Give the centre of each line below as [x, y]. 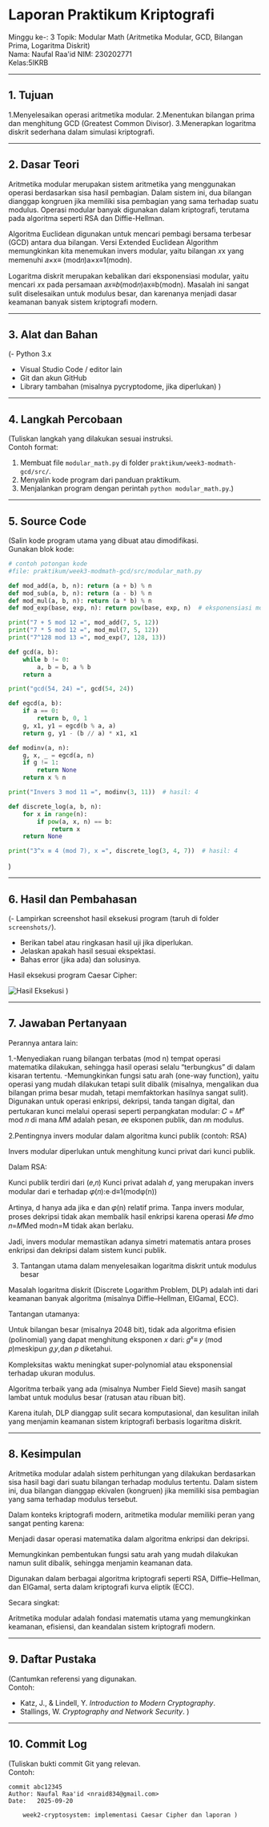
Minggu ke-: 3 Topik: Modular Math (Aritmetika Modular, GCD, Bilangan [126, 37]
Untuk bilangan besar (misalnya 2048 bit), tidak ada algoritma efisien [122, 1330]
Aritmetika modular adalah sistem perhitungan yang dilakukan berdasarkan [132, 1473]
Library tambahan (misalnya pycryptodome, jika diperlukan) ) [120, 386]
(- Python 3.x [30, 354]
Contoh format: [33, 447]
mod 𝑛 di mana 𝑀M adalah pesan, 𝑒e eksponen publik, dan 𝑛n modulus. [126, 1120]
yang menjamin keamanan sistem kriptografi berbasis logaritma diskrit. [125, 1421]
